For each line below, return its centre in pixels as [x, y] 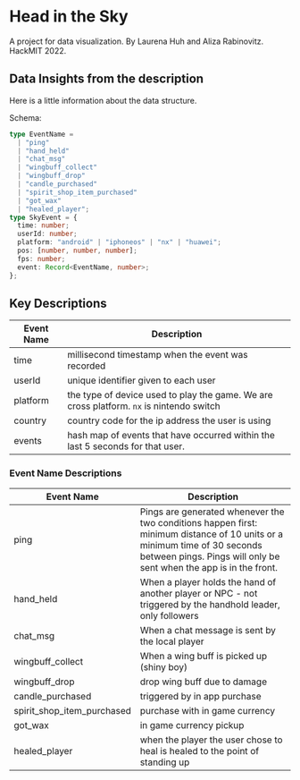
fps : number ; [42, 259]
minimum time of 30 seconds [201, 545]
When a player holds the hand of [208, 581]
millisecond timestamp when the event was [157, 355]
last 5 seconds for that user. [126, 446]
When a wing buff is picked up [204, 656]
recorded [86, 366]
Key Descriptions [58, 303]
